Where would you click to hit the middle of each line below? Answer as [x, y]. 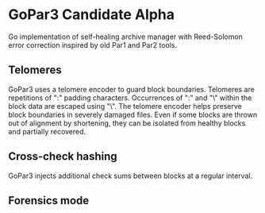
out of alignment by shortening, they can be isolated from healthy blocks [127, 123]
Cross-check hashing [63, 157]
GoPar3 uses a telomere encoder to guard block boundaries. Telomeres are [132, 89]
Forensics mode [49, 200]
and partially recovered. [47, 131]
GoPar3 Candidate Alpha [92, 15]
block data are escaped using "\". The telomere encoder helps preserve [125, 106]
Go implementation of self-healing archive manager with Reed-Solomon [126, 37]
